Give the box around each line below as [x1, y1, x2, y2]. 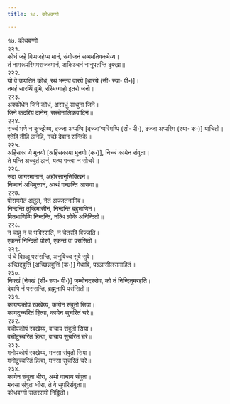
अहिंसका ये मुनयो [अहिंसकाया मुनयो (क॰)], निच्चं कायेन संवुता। [7, 148, 150, 156]
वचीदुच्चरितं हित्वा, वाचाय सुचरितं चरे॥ [7, 332, 92, 341]
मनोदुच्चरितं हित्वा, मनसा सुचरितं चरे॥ [7, 356, 92, 365]
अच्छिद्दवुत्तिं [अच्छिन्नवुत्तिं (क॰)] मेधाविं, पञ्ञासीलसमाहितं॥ [7, 260, 136, 269]
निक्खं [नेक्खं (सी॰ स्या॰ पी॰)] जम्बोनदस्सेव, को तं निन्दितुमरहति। [7, 276, 151, 285]
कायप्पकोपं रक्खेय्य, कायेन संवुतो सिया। [7, 300, 96, 309]
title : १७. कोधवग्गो [7, 10, 59, 18]
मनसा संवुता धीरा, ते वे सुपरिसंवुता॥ [7, 380, 87, 388]
